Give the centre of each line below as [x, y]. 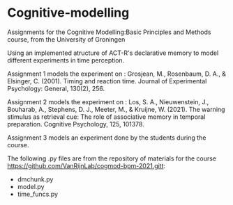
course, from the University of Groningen [66, 39]
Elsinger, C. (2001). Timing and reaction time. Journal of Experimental [107, 81]
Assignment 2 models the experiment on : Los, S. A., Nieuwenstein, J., [108, 101]
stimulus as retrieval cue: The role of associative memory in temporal [106, 117]
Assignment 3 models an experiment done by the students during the [107, 138]
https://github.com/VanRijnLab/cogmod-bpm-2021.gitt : [87, 165]
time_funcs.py [37, 194]
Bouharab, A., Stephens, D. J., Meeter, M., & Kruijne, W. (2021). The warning [116, 109]
